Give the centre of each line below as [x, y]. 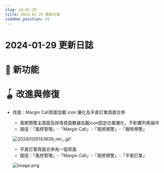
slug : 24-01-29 [21, 10]
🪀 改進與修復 [32, 94]
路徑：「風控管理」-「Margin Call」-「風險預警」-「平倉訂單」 [83, 155]
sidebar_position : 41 [28, 19]
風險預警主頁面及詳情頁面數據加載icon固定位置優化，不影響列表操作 [89, 123]
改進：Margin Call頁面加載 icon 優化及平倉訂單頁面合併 [69, 112]
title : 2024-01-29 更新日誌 [33, 14]
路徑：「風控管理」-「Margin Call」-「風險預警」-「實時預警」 [83, 129]
